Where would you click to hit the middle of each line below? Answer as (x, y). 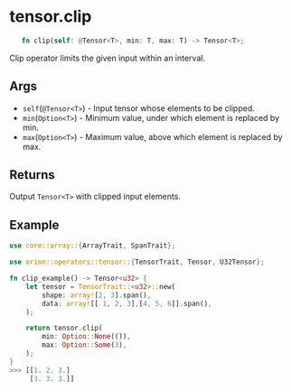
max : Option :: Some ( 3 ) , (85, 345)
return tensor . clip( (64, 328)
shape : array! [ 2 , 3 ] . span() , (97, 295)
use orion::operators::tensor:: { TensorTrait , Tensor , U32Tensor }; (137, 262)
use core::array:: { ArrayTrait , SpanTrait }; (93, 246)
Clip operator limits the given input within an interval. (108, 58)
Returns (33, 175)
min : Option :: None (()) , (86, 337)
